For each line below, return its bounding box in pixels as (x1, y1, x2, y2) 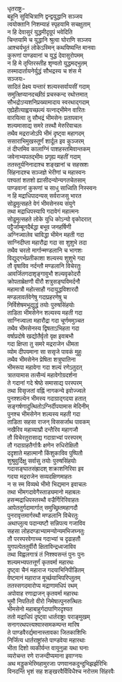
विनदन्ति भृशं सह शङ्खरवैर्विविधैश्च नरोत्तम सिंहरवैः (7, 667, 115, 675)
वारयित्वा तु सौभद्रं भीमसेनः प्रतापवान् (7, 114, 83, 122)
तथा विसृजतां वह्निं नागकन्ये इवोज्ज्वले (7, 387, 86, 394)
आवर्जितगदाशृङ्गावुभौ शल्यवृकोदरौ (7, 270, 81, 278)
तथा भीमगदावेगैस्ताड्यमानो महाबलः (7, 488, 81, 496)
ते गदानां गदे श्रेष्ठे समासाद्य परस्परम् (7, 379, 82, 387)
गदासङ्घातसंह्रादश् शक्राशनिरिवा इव (7, 464, 85, 473)
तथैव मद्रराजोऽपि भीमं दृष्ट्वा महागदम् (7, 130, 85, 137)
